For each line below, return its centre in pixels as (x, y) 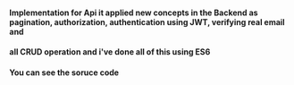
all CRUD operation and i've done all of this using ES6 (110, 52)
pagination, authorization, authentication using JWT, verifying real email (147, 21)
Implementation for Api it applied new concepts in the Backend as (134, 13)
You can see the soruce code (64, 72)
